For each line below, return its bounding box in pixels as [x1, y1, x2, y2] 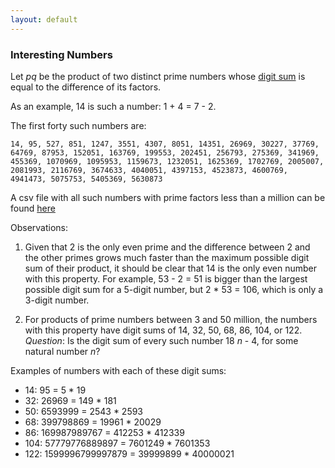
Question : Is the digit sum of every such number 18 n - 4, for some [24, 334, 299, 346]
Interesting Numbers [10, 47, 113, 61]
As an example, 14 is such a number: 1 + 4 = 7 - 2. [10, 100, 217, 112]
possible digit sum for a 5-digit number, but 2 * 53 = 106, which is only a [24, 283, 324, 295]
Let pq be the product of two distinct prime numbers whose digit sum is [10, 70, 306, 82]
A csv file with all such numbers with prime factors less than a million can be [10, 191, 326, 203]
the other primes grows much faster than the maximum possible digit [24, 251, 310, 263]
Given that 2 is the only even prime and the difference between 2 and [24, 241, 311, 253]
